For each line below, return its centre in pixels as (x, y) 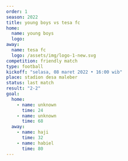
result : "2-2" (24, 88)
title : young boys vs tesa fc (43, 22)
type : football (25, 66)
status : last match (30, 83)
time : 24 (32, 110)
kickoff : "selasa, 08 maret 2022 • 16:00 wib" (64, 72)
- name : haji (33, 132)
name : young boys (33, 34)
